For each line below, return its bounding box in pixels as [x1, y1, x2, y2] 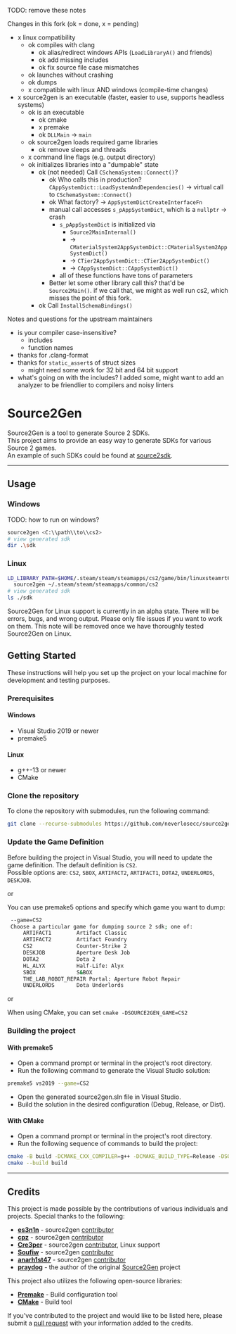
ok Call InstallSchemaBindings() [38, 301, 133, 309]
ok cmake [38, 115, 67, 124]
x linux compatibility [17, 33, 76, 42]
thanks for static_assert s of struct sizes [17, 358, 136, 367]
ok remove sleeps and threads [38, 146, 126, 153]
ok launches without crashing [27, 70, 114, 79]
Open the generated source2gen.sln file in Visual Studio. [17, 1093, 181, 1101]
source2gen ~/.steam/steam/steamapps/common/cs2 [13, 581, 159, 589]
